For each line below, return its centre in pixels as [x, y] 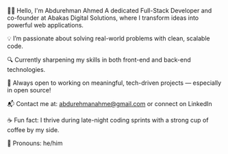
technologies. [26, 69]
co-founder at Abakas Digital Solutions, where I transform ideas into [103, 18]
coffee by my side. [33, 130]
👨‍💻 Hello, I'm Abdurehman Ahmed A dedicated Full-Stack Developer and [110, 11]
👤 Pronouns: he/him [35, 143]
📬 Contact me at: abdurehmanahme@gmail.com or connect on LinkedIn [110, 104]
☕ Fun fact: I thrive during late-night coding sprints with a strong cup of [108, 120]
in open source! [29, 90]
